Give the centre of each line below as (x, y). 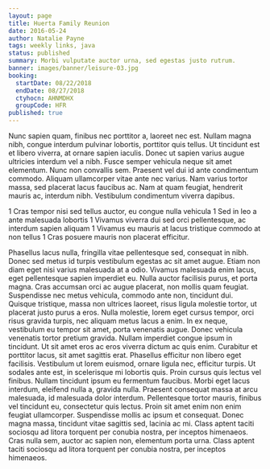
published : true (35, 113)
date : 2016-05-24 (37, 31)
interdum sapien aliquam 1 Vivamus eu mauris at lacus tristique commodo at (135, 228)
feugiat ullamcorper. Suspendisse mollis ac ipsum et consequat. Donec (126, 415)
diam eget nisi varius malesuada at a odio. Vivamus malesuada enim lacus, (132, 269)
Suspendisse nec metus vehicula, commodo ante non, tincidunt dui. (121, 295)
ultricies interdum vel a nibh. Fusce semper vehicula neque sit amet (120, 161)
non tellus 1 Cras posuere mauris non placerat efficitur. (99, 237)
